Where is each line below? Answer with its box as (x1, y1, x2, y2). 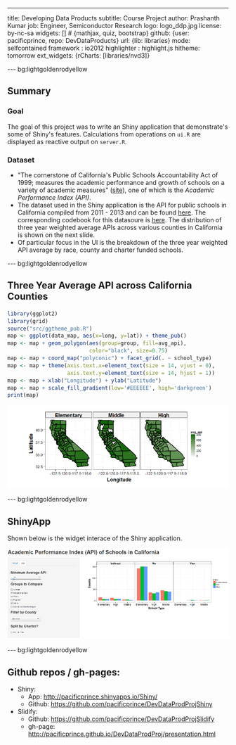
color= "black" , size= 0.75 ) (88, 348, 169, 355)
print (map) (7, 392, 39, 399)
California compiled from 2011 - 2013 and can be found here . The (17, 208, 206, 217)
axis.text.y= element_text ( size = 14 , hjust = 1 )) (67, 369, 216, 376)
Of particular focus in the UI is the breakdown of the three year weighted (17, 238, 228, 246)
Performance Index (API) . (17, 193, 91, 201)
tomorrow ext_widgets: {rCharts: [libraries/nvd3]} (7, 51, 150, 60)
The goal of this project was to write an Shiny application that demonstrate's (7, 122, 228, 131)
